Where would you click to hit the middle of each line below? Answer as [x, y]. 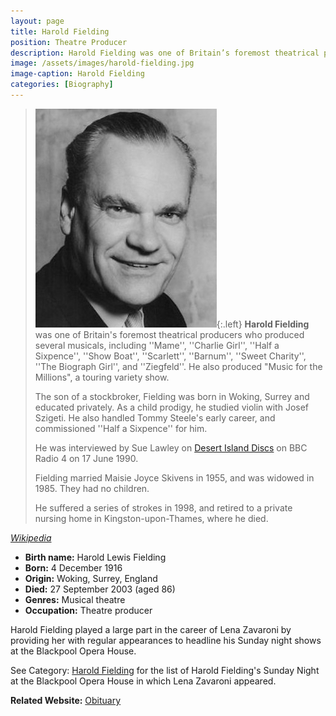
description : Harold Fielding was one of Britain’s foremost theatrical [165, 53]
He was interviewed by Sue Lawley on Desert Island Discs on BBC [171, 447]
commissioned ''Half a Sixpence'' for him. [121, 428]
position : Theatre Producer [69, 42]
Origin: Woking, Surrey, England [91, 578]
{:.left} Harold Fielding [263, 324]
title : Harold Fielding [60, 31]
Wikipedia [31, 537]
